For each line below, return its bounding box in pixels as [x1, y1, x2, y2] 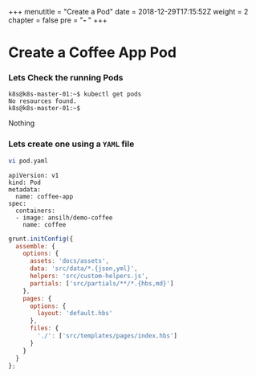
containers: [15, 207, 56, 215]
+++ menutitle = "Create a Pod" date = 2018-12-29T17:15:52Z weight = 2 [8, 7, 249, 16]
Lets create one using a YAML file [8, 138, 135, 150]
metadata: [8, 185, 42, 194]
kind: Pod [8, 178, 42, 186]
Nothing [8, 118, 35, 128]
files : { [29, 325, 59, 333]
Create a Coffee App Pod [8, 43, 177, 62]
